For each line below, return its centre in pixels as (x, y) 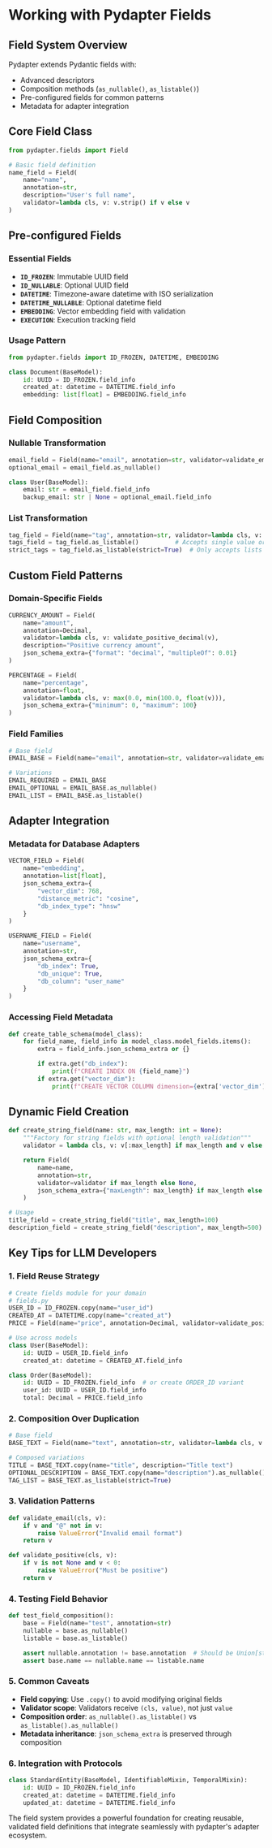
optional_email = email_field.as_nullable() (85, 467)
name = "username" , (52, 944)
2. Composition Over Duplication (74, 1418)
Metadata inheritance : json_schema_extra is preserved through (126, 1733)
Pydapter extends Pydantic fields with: (72, 64)
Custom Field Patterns (66, 576)
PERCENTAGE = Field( (43, 675)
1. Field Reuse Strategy (54, 1276)
